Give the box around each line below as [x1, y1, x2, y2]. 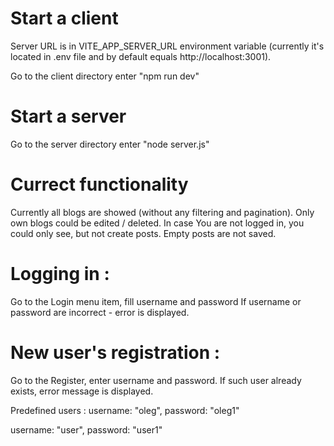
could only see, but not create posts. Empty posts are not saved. [10, 227, 277, 239]
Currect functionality [10, 173, 189, 196]
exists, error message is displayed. [10, 385, 154, 397]
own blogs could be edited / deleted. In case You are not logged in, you [10, 217, 305, 229]
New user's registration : [10, 341, 221, 364]
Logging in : [10, 263, 110, 285]
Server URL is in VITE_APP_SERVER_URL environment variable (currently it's [10, 40, 325, 52]
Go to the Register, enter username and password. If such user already [10, 374, 302, 386]
